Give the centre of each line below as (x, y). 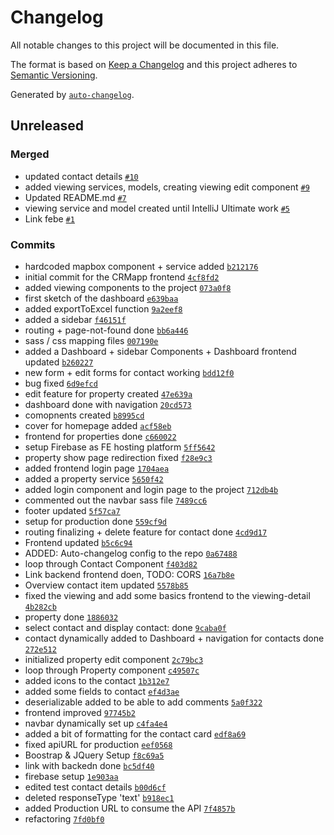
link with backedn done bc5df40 (89, 765)
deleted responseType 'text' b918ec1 (99, 797)
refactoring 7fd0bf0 (64, 818)
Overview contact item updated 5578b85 (106, 585)
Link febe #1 (49, 218)
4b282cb (40, 607)
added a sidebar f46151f (75, 319)
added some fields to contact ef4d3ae (102, 691)
